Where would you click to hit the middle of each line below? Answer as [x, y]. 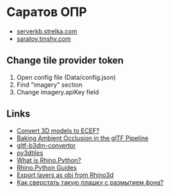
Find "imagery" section [49, 85]
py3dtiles [30, 153]
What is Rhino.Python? [49, 160]
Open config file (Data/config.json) [66, 77]
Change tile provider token [65, 61]
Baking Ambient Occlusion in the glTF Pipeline [82, 138]
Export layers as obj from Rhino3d [65, 175]
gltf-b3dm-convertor [46, 145]
